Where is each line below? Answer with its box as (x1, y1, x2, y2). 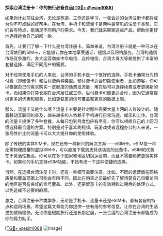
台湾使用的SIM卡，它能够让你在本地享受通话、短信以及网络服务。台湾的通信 (5, 49, 158, 55)
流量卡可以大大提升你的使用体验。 (30, 131, 98, 136)
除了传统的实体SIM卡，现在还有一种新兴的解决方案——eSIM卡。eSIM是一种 (5, 141, 157, 147)
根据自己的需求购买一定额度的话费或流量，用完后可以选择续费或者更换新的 (9, 84, 158, 89)
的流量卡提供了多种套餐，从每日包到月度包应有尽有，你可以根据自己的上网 (5, 118, 154, 124)
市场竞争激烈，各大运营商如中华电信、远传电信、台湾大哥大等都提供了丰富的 (5, 56, 158, 61)
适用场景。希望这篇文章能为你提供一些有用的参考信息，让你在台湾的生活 (13, 204, 158, 209)
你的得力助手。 (5, 216, 35, 221)
